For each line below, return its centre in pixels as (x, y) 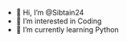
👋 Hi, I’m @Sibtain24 (50, 13)
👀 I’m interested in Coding (59, 21)
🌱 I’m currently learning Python (67, 29)
